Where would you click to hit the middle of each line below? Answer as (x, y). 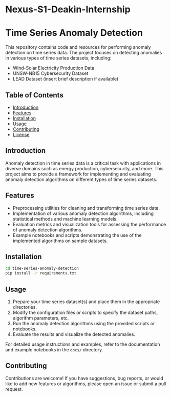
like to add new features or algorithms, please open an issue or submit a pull (86, 384)
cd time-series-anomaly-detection (42, 269)
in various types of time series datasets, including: (58, 58)
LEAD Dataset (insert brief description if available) (66, 79)
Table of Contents (35, 95)
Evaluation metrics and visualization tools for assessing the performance (89, 224)
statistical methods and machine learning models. (65, 219)
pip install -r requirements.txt (41, 273)
